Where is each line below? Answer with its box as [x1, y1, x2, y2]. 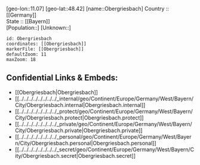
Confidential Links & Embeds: [6, 73, 118, 83]
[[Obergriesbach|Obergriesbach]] [14, 88, 99, 96]
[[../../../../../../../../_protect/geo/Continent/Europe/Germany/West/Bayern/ [14, 108, 193, 115]
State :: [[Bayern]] [6, 18, 50, 25]
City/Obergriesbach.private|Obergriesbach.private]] [14, 127, 143, 134]
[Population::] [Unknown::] [6, 24, 72, 31]
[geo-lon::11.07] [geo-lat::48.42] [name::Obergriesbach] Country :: [6, 5, 169, 12]
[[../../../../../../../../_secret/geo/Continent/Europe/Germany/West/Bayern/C [14, 146, 195, 153]
